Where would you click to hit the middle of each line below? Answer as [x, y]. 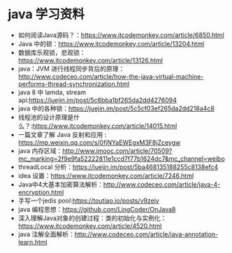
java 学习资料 [46, 14]
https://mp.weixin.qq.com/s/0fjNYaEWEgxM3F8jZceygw [99, 142]
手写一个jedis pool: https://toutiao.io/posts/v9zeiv [88, 201]
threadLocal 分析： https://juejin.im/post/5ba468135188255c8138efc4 [118, 167]
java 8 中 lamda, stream [52, 92]
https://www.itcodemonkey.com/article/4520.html [90, 226]
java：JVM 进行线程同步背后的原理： [71, 68]
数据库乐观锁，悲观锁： [52, 52]
